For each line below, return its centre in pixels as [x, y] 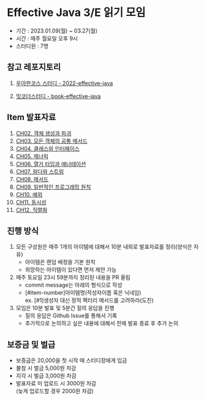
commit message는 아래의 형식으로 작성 [73, 285]
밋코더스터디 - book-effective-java [58, 96]
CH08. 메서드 [32, 179]
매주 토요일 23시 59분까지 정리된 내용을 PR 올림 [73, 277]
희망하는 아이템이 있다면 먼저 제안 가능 [71, 270]
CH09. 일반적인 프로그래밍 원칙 [53, 187]
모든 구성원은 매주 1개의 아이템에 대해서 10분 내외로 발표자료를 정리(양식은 [104, 247]
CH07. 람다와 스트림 [40, 172]
